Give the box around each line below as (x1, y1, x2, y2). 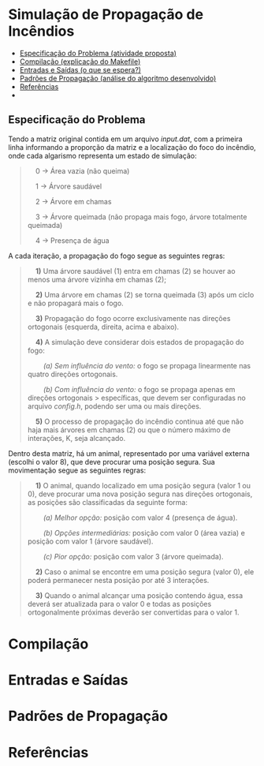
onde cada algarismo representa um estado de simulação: (8, 151, 197, 160)
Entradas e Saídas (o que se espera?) (19, 65, 142, 74)
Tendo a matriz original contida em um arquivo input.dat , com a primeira (8, 134, 243, 144)
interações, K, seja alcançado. (27, 433, 126, 443)
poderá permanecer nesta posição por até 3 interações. (27, 575, 210, 585)
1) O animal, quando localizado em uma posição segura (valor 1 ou (35, 480, 251, 490)
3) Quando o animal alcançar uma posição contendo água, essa (35, 590, 244, 600)
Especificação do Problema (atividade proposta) (19, 48, 177, 58)
